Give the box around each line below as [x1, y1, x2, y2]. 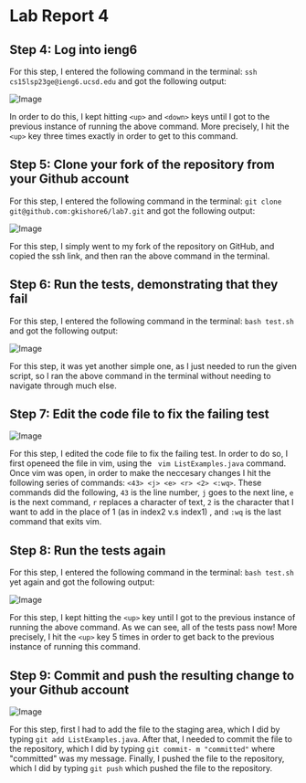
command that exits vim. [9, 516, 102, 527]
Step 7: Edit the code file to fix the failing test [9, 407, 269, 422]
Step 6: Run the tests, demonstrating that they [9, 277, 279, 292]
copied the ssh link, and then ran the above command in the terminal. [9, 250, 270, 261]
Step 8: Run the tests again [9, 543, 166, 558]
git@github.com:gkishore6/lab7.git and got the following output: [9, 205, 256, 216]
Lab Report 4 [9, 5, 110, 26]
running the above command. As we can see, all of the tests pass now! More [9, 622, 298, 633]
